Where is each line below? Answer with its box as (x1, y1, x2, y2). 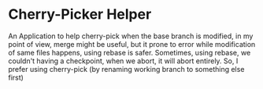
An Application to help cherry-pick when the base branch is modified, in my (8, 31, 254, 41)
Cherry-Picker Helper (8, 5, 152, 23)
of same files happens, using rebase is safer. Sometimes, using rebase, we (8, 48, 251, 57)
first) (8, 73, 24, 82)
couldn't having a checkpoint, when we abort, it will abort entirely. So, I (8, 56, 239, 66)
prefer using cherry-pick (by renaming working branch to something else (8, 64, 245, 73)
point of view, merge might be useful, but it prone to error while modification (8, 39, 256, 48)
